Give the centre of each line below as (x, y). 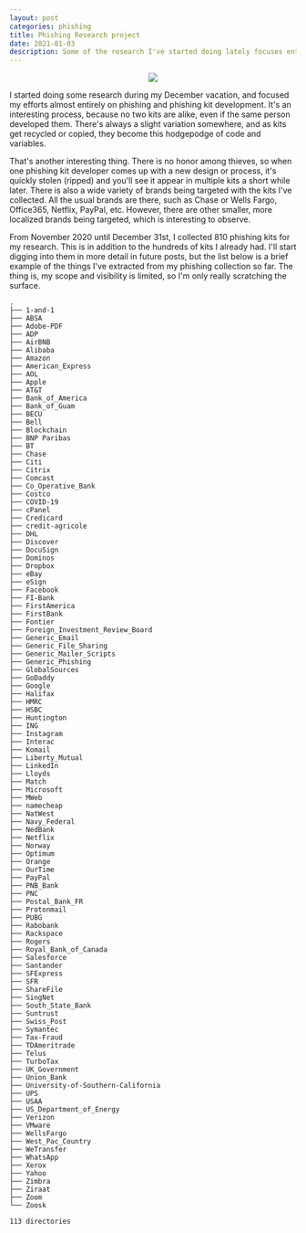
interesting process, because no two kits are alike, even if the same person (150, 114)
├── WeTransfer (38, 1150)
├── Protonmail (38, 910)
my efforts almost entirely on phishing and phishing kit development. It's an (150, 105)
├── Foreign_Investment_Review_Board (81, 630)
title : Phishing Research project (75, 35)
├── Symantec (34, 1030)
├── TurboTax (34, 1062)
